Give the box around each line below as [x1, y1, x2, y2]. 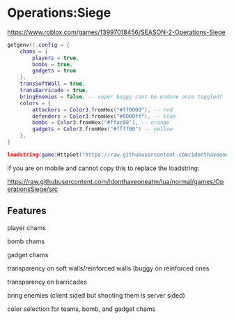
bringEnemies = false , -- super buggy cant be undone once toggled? [19, 93, 223, 100]
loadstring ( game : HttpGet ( [7, 151, 82, 158]
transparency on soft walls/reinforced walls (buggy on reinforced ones [7, 264, 210, 273]
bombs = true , [32, 61, 73, 68]
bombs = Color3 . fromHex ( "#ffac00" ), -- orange [32, 119, 170, 126]
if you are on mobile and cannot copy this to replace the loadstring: [7, 164, 200, 172]
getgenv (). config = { [7, 41, 70, 48]
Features [7, 205, 47, 217]
